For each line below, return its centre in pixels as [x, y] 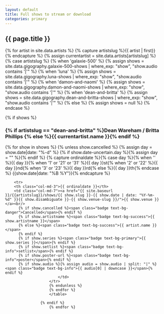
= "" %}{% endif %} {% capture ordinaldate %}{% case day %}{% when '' [80, 157]
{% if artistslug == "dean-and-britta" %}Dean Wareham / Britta [82, 130]
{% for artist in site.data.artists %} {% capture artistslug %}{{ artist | [74, 51]
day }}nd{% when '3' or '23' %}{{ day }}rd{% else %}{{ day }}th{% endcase [82, 168]
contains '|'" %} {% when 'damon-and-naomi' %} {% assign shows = [75, 82]
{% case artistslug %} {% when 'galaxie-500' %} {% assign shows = [75, 61]
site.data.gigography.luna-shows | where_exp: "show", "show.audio [73, 77]
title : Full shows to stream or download [48, 14]
